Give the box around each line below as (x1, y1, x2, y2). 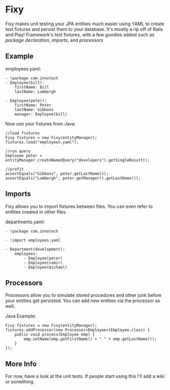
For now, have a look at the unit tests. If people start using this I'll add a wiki (5, 373, 165, 379)
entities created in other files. (5, 208, 67, 215)
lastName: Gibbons (14, 107, 54, 112)
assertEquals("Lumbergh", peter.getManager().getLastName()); (5, 175, 141, 181)
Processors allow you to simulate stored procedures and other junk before (5, 292, 162, 298)
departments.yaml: (5, 219, 45, 225)
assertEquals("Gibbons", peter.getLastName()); (5, 171, 109, 176)
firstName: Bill (14, 84, 50, 90)
